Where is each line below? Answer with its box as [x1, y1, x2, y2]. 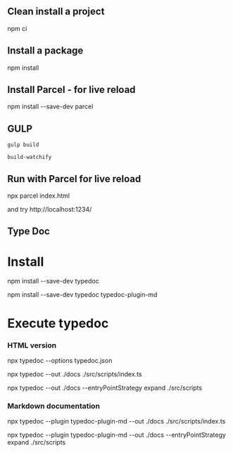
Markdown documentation [7, 401, 101, 411]
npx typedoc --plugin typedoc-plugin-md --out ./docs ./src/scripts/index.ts [7, 417, 226, 426]
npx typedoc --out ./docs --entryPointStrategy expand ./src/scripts [7, 383, 203, 392]
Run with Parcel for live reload [7, 172, 141, 185]
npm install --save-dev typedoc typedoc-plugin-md [7, 291, 158, 299]
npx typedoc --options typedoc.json [7, 356, 113, 364]
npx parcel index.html [7, 191, 70, 200]
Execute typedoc [7, 315, 109, 331]
